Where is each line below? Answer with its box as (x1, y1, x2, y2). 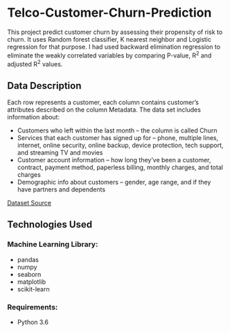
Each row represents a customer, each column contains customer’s (7, 99, 200, 107)
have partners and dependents (17, 185, 106, 194)
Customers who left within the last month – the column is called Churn (17, 126, 218, 135)
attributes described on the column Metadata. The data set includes (7, 105, 201, 114)
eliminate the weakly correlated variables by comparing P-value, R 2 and (7, 50, 212, 60)
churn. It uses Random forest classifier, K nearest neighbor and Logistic (7, 35, 211, 43)
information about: (7, 113, 60, 121)
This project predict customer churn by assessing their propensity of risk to (7, 28, 223, 36)
